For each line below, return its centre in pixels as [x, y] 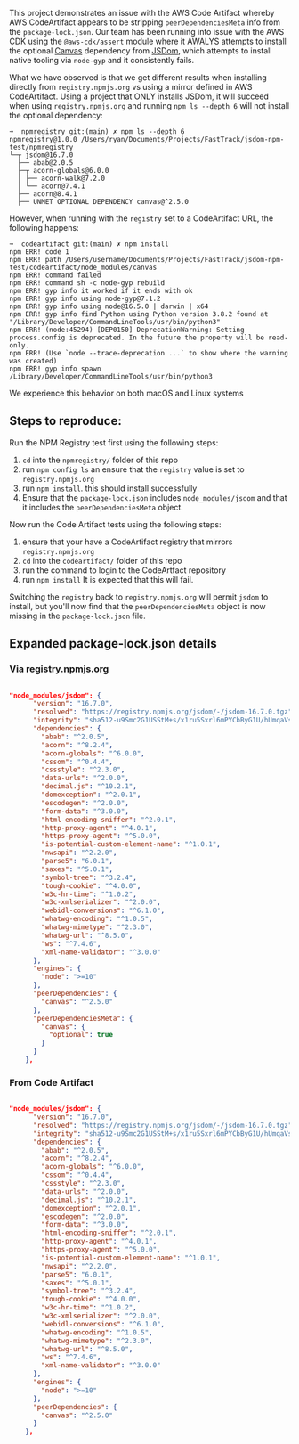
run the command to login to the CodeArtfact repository [124, 570]
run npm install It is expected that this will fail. [108, 579]
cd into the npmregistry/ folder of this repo [100, 460]
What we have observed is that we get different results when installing [138, 78]
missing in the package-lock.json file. [77, 616]
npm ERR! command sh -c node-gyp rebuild [87, 283]
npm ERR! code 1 [39, 252]
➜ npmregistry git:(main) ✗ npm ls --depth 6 [97, 132]
